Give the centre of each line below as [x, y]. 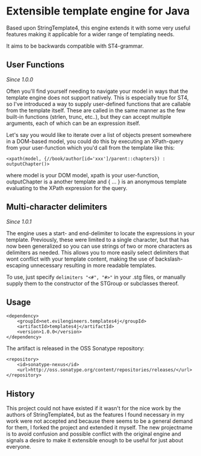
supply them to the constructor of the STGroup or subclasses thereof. [93, 283]
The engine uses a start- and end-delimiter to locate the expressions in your [100, 233]
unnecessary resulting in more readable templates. [93, 265]
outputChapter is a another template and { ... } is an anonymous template [97, 182]
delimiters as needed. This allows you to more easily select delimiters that [98, 252]
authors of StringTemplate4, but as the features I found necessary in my [95, 415]
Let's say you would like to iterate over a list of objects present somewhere [99, 135]
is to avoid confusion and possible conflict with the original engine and [94, 434]
